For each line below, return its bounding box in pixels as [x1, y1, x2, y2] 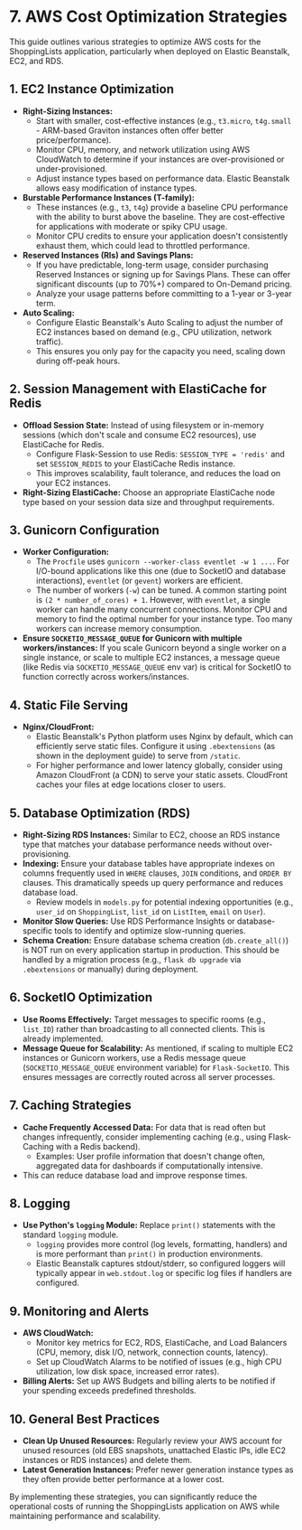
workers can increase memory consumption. [35, 624, 203, 634]
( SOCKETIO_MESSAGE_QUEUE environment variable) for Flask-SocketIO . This [22, 1062, 290, 1073]
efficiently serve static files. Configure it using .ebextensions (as [35, 741, 276, 752]
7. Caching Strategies [9, 1098, 133, 1113]
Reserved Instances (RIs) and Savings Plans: [22, 249, 194, 260]
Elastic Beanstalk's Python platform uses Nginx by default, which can [35, 731, 294, 742]
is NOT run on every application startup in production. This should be [22, 944, 279, 955]
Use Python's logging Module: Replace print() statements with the [22, 1220, 276, 1231]
